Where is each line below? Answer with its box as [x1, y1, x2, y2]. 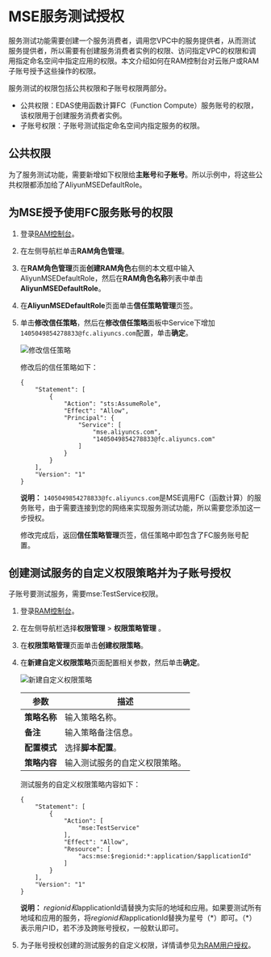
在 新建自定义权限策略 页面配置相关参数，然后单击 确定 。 [19, 658, 204, 667]
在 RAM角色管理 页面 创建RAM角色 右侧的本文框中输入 [19, 263, 195, 273]
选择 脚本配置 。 [64, 742, 122, 753]
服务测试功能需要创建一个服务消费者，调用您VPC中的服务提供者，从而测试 [8, 36, 256, 45]
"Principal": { [63, 413, 115, 421]
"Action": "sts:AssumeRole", [63, 400, 161, 408]
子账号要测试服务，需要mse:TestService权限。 [8, 589, 163, 599]
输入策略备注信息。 [64, 727, 138, 739]
